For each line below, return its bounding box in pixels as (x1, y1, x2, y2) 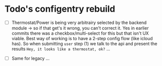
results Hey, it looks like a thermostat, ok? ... (11, 46, 110, 52)
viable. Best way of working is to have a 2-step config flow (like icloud (11, 36, 153, 41)
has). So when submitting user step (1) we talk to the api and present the (11, 41, 158, 46)
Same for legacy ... (11, 55, 50, 61)
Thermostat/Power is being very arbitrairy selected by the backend (11, 20, 147, 25)
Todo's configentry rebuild (4, 3, 116, 15)
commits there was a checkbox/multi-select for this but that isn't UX (11, 30, 149, 36)
